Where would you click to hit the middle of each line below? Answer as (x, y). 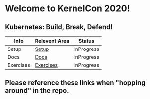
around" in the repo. (37, 90)
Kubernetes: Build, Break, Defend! (59, 27)
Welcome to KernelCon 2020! (68, 9)
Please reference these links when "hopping (75, 83)
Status (87, 41)
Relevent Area (52, 41)
